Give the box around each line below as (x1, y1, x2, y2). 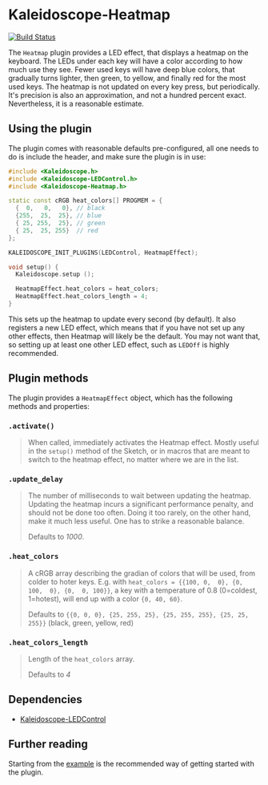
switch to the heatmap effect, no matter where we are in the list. (27, 455, 239, 464)
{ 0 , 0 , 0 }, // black (15, 204, 106, 212)
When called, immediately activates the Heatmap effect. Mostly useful (27, 437, 259, 447)
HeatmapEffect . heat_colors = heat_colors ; (15, 285, 159, 293)
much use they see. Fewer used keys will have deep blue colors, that (8, 64, 235, 74)
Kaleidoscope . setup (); (15, 270, 94, 278)
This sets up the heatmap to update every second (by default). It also (8, 314, 236, 324)
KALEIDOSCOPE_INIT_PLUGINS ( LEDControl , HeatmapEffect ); (8, 249, 198, 257)
